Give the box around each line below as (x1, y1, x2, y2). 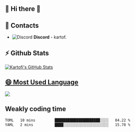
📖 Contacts (5, 21, 39, 30)
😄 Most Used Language (5, 78, 79, 86)
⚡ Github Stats (5, 49, 49, 57)
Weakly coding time (5, 105, 66, 113)
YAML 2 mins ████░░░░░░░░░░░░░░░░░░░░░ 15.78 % (5, 122, 131, 127)
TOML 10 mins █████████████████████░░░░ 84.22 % (5, 117, 131, 123)
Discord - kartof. (33, 34, 67, 40)
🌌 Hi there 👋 (5, 5, 41, 13)
